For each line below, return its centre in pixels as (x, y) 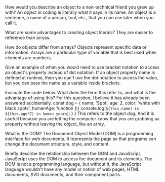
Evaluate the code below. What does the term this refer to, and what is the (81, 92)
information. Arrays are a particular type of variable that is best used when (81, 52)
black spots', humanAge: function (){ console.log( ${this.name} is (72, 108)
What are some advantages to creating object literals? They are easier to (79, 32)
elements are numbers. (29, 58)
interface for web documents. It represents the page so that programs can (81, 139)
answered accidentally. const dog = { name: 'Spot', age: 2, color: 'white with (82, 103)
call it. (11, 23)
